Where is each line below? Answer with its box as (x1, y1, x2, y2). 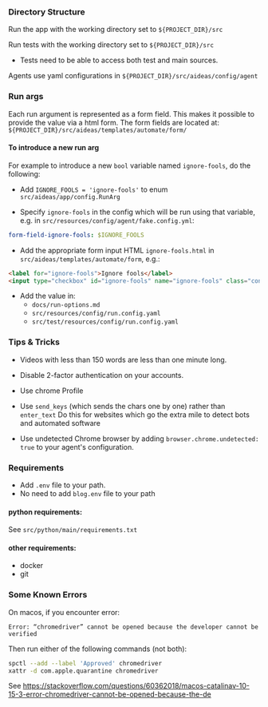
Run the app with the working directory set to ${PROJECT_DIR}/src (8, 25, 223, 34)
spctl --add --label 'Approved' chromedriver (8, 659, 162, 667)
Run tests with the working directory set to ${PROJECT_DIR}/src (8, 40, 214, 50)
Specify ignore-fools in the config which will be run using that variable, (19, 207, 255, 216)
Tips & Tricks (8, 336, 61, 348)
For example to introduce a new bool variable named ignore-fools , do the (8, 161, 251, 170)
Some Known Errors (8, 590, 88, 601)
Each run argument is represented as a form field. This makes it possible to (8, 109, 255, 118)
